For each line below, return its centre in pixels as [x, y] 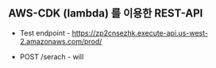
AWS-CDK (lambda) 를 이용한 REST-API [106, 13]
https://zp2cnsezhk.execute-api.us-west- [140, 32]
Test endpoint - [45, 32]
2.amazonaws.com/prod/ [61, 41]
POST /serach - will [52, 56]
